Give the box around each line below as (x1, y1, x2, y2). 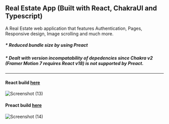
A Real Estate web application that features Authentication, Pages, (5, 25, 142, 31)
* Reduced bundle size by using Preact (5, 42, 88, 48)
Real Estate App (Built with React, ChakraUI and (5, 4, 157, 13)
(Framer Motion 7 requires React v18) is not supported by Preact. (5, 60, 144, 66)
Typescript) (5, 12, 43, 21)
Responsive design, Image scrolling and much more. (5, 30, 114, 37)
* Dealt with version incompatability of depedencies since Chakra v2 (5, 55, 153, 61)
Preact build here (5, 102, 42, 108)
